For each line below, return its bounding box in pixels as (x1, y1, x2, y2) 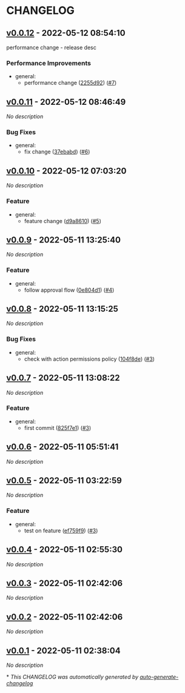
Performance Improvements (6, 59, 92, 67)
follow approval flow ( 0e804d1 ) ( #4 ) (24, 286, 115, 293)
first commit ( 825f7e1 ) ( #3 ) (24, 424, 92, 431)
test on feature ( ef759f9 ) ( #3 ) (24, 527, 98, 534)
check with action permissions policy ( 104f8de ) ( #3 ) (24, 355, 155, 363)
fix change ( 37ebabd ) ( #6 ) (24, 148, 90, 155)
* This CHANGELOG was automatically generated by (6, 674, 139, 681)
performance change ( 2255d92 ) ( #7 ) (24, 79, 117, 87)
